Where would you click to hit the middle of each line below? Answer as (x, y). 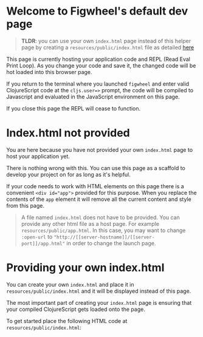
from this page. (25, 205)
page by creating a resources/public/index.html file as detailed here (108, 47)
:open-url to (37, 237)
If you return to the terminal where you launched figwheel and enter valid (98, 84)
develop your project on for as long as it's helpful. (68, 174)
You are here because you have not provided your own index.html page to (100, 149)
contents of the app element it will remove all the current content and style (99, 199)
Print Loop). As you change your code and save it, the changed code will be (101, 66)
